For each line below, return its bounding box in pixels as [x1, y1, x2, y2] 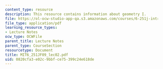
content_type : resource [5, 7, 53, 12]
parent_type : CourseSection [5, 43, 62, 48]
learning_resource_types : [5, 25, 57, 30]
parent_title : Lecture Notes [5, 39, 64, 44]
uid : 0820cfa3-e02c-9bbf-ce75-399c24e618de [5, 57, 95, 62]
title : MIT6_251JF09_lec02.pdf [5, 52, 68, 57]
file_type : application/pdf [5, 20, 62, 26]
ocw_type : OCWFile [5, 34, 42, 39]
